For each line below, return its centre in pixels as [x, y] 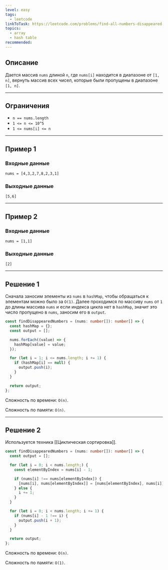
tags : [11, 15]
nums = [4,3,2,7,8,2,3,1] [32, 174]
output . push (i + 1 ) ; [40, 520]
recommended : [19, 43]
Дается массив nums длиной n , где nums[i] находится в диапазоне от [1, [82, 75]
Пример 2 [21, 217]
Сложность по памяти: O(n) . [35, 410]
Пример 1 [21, 149]
